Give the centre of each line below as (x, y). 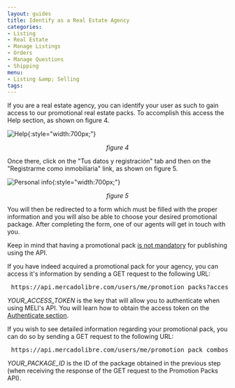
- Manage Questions (36, 60)
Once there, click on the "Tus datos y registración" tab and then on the (109, 161)
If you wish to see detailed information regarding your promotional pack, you (117, 329)
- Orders (20, 53)
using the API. (27, 253)
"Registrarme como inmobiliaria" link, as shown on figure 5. (93, 168)
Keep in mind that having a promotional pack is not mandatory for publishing (117, 246)
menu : (15, 72)
